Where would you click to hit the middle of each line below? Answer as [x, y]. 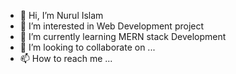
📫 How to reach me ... [66, 58]
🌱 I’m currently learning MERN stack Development [123, 36]
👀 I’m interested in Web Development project [112, 26]
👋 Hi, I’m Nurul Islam [61, 15]
